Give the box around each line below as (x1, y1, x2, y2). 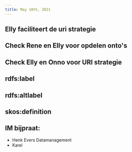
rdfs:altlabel (5, 91, 43, 100)
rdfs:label (5, 75, 35, 83)
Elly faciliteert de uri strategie (5, 25, 96, 34)
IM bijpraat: (5, 124, 40, 133)
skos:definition (5, 107, 52, 116)
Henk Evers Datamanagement (12, 137, 72, 143)
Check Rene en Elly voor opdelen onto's (5, 42, 127, 50)
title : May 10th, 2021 (5, 7, 51, 12)
